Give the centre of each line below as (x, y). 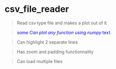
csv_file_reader (37, 9)
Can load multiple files (40, 61)
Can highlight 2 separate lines (47, 42)
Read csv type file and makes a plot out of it (62, 23)
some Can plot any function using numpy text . (64, 32)
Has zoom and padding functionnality (55, 52)
